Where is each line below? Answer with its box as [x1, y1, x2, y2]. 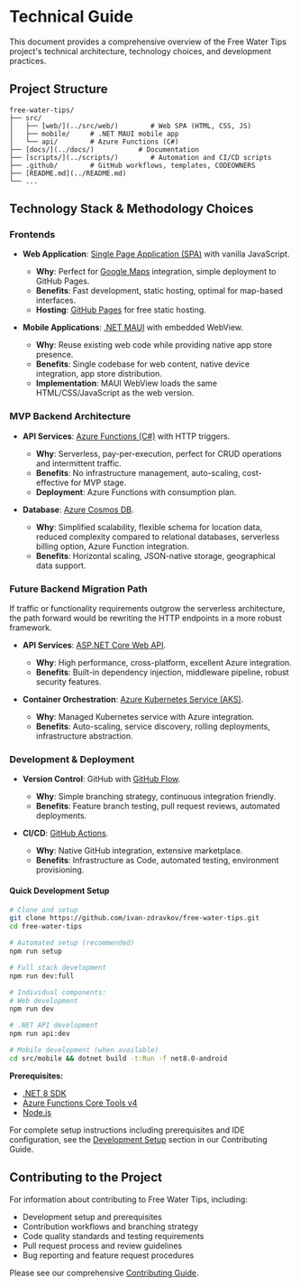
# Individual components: [9, 987, 106, 997]
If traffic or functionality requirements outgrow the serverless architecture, [9, 603, 286, 614]
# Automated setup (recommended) [9, 938, 135, 947]
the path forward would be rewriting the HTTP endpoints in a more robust [9, 612, 282, 624]
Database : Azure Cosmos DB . [22, 504, 134, 515]
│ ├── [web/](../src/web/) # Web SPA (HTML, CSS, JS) [9, 121, 252, 130]
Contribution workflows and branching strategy [22, 1221, 199, 1232]
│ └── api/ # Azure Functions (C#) [9, 137, 179, 146]
